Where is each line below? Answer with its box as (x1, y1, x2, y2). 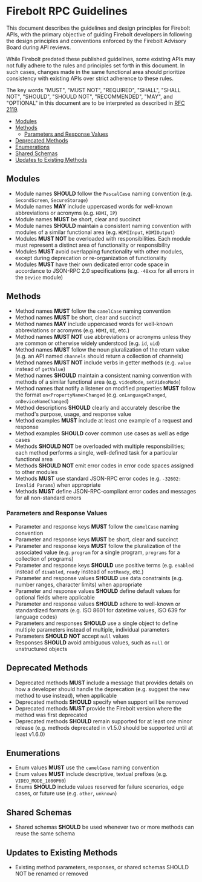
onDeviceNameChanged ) (15, 397, 69, 404)
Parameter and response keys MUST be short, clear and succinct (15, 535, 178, 543)
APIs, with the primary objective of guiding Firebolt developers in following (6, 30, 192, 38)
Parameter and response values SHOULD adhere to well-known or (15, 600, 181, 607)
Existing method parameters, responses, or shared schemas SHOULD (15, 864, 189, 871)
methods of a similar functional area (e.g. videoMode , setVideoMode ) (15, 378, 181, 386)
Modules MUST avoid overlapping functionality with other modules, (15, 247, 184, 255)
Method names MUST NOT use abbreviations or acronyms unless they (15, 333, 192, 340)
